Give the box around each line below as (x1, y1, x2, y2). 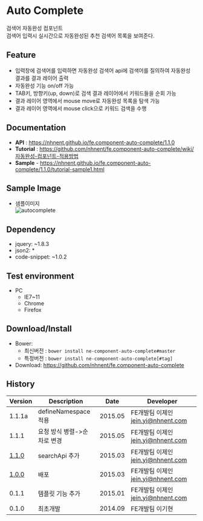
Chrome (24, 300, 44, 307)
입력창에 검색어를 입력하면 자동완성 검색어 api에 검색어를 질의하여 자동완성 (14, 67, 191, 74)
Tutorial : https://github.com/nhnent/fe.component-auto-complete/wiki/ (14, 145, 195, 152)
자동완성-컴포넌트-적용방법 (14, 152, 79, 159)
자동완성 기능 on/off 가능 (14, 82, 74, 89)
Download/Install (6, 324, 72, 334)
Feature (6, 50, 36, 61)
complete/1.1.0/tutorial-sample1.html (14, 165, 105, 173)
